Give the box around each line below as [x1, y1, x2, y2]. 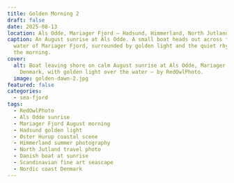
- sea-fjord [13, 95, 49, 102]
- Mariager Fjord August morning [13, 120, 111, 127]
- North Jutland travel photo [13, 146, 101, 153]
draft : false [7, 17, 45, 24]
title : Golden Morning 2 [7, 10, 79, 17]
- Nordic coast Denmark [13, 165, 82, 173]
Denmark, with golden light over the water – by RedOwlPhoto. [19, 68, 204, 75]
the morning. [13, 49, 52, 56]
